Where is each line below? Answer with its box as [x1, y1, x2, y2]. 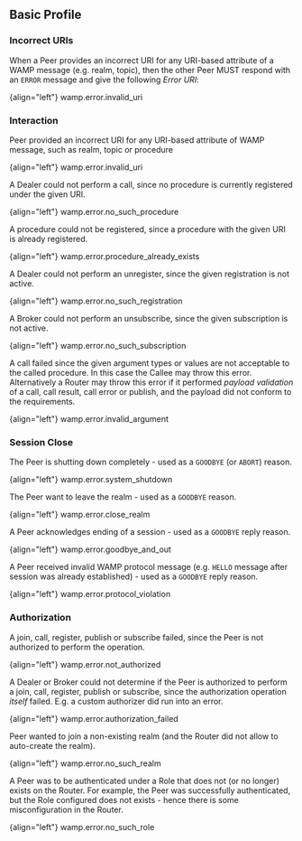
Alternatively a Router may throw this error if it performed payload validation [9, 377, 294, 388]
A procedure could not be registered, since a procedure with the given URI [9, 223, 286, 234]
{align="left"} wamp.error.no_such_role [9, 821, 155, 832]
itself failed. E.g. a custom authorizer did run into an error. [9, 696, 224, 706]
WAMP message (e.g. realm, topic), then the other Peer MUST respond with [9, 64, 291, 75]
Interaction [9, 114, 59, 126]
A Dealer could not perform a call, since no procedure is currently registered [9, 179, 293, 190]
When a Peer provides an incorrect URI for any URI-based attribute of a [9, 54, 275, 66]
